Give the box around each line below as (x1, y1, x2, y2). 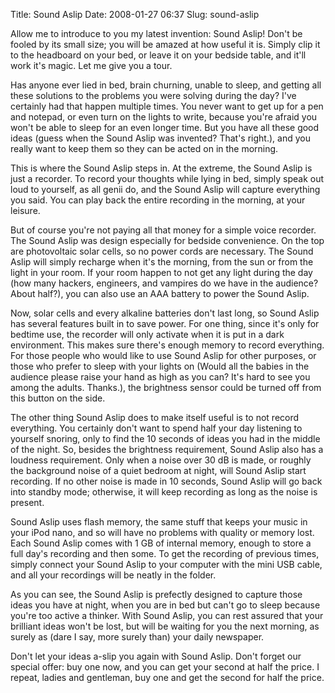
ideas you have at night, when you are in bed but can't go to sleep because (10, 599, 321, 611)
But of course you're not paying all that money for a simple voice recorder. (10, 224, 317, 236)
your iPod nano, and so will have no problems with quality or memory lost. (10, 527, 315, 538)
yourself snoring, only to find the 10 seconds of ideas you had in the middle (10, 433, 321, 444)
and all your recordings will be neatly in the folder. (10, 569, 217, 581)
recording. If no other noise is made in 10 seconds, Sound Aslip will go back (10, 475, 323, 487)
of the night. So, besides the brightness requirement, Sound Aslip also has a (10, 444, 324, 455)
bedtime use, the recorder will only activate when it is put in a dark (10, 329, 285, 340)
